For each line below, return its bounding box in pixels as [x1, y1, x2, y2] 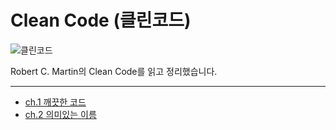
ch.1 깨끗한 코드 [24, 96, 87, 108]
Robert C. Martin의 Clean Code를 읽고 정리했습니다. [10, 65, 218, 77]
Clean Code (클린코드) [10, 9, 192, 32]
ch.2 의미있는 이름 [24, 108, 97, 120]
